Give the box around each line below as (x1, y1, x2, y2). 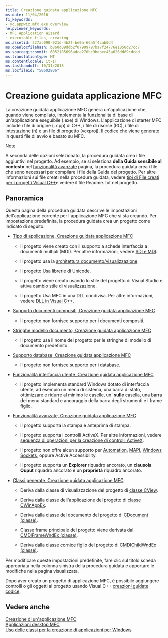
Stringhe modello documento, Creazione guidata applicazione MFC (12, 327, 151, 333)
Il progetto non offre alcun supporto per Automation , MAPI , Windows (20, 447, 162, 453)
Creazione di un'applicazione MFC (5, 616, 77, 622)
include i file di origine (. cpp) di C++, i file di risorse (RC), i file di (5, 122, 139, 128)
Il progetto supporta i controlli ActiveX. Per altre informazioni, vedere (20, 432, 162, 438)
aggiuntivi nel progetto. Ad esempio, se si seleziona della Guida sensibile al (5, 158, 162, 164)
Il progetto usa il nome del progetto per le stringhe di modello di (20, 337, 151, 343)
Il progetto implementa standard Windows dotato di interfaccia (20, 381, 149, 387)
